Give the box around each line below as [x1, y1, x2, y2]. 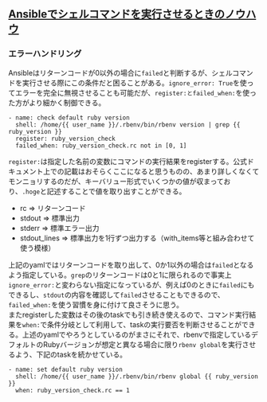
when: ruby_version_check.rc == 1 [15, 386, 130, 394]
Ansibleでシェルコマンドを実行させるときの [8, 7, 226, 21]
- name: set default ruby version [8, 365, 124, 373]
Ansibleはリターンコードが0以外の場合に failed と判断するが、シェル [8, 68, 233, 77]
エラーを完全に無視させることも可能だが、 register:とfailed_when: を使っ [14, 88, 257, 97]
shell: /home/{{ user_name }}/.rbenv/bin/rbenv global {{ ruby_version [15, 373, 259, 381]
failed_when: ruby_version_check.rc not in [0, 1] [15, 142, 187, 150]
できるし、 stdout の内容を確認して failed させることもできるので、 [8, 290, 225, 299]
